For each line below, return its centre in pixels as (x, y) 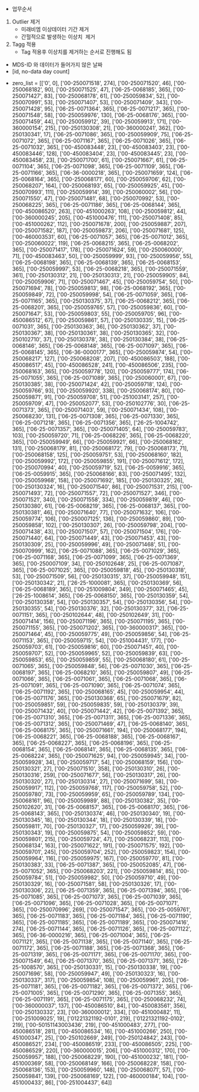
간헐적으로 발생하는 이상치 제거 (58, 37)
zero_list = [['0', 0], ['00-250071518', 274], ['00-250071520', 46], (92, 83)
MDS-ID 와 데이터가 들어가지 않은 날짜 (57, 65)
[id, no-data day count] (41, 71)
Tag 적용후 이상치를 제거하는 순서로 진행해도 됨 (76, 52)
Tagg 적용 (24, 44)
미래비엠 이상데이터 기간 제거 (55, 29)
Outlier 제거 (26, 22)
